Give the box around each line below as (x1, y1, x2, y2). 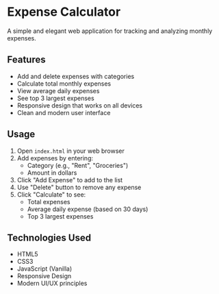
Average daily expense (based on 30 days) (27, 205, 149, 213)
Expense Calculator (7, 4, 121, 20)
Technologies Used (7, 232, 91, 243)
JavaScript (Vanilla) (16, 265, 73, 273)
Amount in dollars (27, 169, 77, 177)
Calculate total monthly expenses (16, 79, 112, 88)
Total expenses (27, 197, 70, 206)
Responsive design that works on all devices (16, 101, 142, 110)
